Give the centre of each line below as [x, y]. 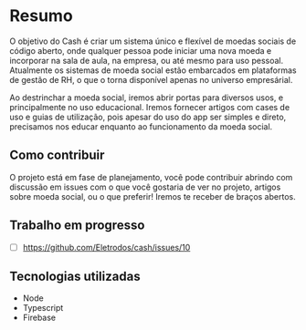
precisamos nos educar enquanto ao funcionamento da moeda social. [141, 126]
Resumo [41, 16]
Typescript [43, 308]
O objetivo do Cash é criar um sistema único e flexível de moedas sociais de [153, 41]
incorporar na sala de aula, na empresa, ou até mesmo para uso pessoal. [147, 60]
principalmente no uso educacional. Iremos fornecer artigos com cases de [150, 107]
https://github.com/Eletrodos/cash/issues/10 [106, 247]
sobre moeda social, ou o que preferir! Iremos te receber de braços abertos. [153, 196]
